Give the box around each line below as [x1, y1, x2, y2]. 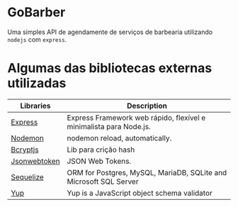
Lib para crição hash [67, 145, 135, 155]
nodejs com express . [7, 35, 67, 43]
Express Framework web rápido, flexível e [67, 113, 206, 123]
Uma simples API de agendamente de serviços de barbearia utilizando [7, 28, 213, 36]
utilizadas [7, 75, 67, 91]
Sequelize [11, 172, 44, 181]
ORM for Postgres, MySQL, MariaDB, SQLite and [67, 167, 227, 177]
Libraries [20, 101, 51, 111]
